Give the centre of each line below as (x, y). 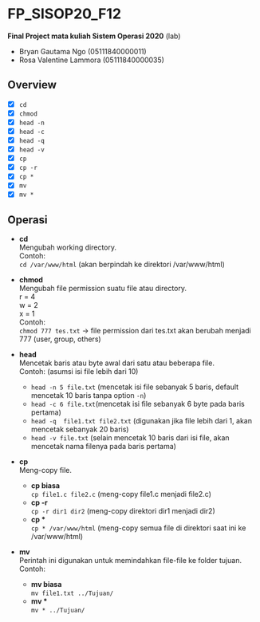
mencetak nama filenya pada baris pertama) (104, 447)
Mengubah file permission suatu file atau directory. (102, 289)
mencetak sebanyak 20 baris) (80, 429)
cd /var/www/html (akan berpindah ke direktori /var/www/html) (122, 265)
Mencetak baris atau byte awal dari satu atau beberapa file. (116, 363)
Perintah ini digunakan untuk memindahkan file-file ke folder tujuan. (130, 561)
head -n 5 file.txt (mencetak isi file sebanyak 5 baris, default (135, 387)
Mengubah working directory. (68, 247)
